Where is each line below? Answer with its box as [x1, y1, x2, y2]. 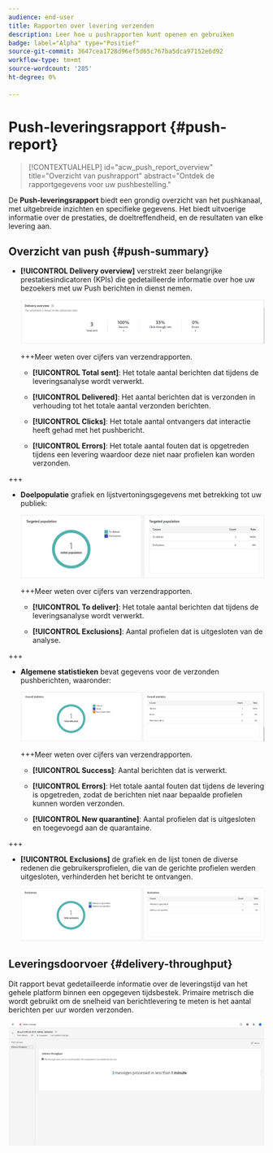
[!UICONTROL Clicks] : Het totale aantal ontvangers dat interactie [32, 417, 251, 426]
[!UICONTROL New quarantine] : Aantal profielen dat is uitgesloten [32, 814, 256, 823]
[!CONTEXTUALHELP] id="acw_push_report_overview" [28, 162, 214, 172]
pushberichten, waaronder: [19, 675, 111, 685]
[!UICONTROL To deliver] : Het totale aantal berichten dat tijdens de [32, 602, 259, 612]
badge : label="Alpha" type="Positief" [8, 39, 140, 47]
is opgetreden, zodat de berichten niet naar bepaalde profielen [32, 789, 243, 799]
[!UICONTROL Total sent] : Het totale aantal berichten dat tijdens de [32, 368, 259, 378]
